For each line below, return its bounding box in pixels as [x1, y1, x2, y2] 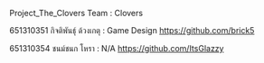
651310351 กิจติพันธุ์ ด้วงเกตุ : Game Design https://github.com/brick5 [9, 25, 255, 35]
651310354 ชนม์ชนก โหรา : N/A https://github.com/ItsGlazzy [9, 43, 224, 53]
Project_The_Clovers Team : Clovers [9, 8, 143, 18]
